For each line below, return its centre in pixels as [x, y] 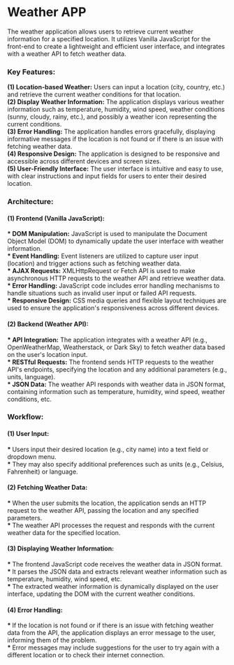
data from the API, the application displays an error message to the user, [111, 633]
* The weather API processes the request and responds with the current [111, 525]
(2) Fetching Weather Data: [47, 488]
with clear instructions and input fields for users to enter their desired [107, 176]
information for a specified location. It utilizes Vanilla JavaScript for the [109, 38]
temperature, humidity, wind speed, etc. [65, 579]
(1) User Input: [28, 434]
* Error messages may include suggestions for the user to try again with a [114, 648]
